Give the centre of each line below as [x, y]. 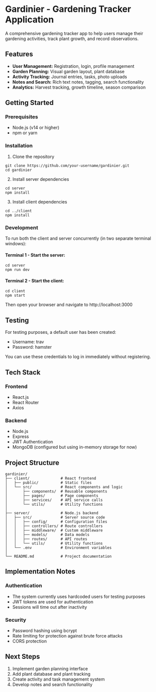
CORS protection [29, 641]
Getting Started [29, 103]
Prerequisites [22, 117]
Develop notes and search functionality [52, 684]
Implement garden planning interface [50, 668]
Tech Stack [23, 372]
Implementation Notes [40, 571]
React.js [21, 397]
